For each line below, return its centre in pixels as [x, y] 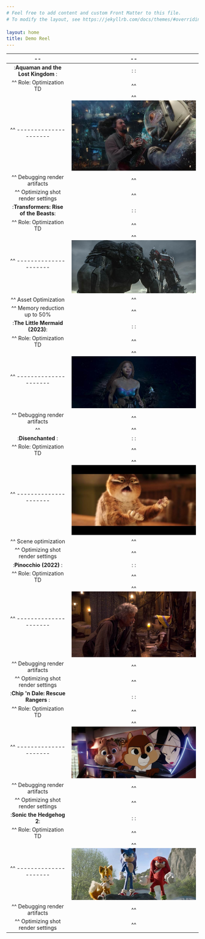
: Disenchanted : [38, 438]
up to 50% [38, 314]
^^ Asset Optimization [38, 299]
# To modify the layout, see [43, 19]
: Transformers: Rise [38, 207]
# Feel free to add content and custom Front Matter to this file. [94, 13]
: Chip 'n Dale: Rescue [38, 693]
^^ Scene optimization [38, 541]
